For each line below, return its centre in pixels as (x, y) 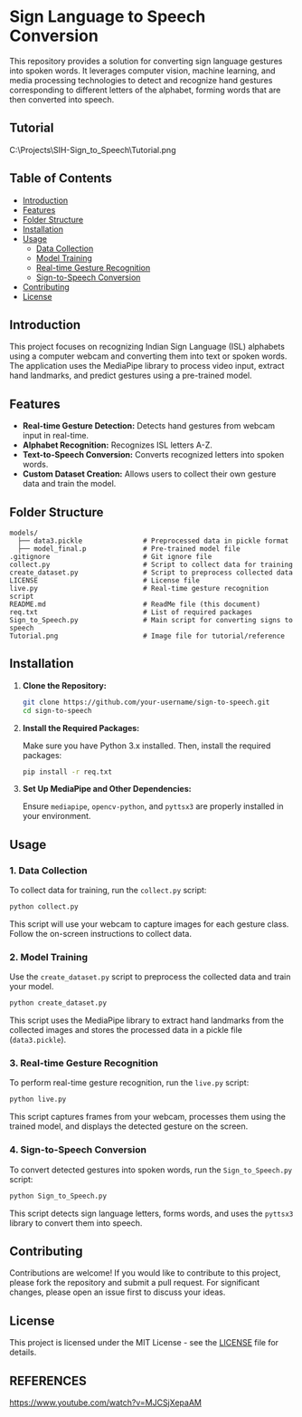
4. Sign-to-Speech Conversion (78, 1150)
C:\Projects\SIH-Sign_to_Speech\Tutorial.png (93, 149)
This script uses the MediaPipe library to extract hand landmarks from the (147, 1020)
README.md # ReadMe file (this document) (135, 604)
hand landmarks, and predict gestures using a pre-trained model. (131, 376)
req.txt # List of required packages (131, 612)
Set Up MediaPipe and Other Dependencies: (107, 789)
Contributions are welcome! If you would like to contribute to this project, (145, 1273)
